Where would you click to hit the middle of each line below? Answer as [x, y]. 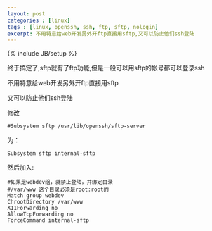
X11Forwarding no [33, 208]
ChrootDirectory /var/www [45, 202]
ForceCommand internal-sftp [48, 220]
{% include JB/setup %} [42, 54]
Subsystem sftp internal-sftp [52, 154]
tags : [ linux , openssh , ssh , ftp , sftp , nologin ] [83, 27]
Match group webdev [36, 196]
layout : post [26, 14]
